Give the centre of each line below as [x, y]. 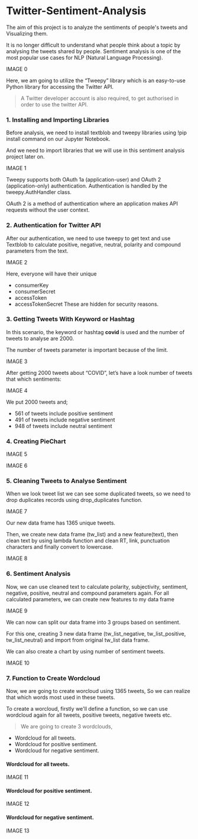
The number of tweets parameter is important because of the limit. [87, 349]
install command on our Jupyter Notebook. [58, 139]
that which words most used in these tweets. [61, 697]
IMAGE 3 [17, 361]
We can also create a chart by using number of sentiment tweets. [86, 651]
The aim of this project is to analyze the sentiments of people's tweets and [97, 27]
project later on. [25, 157]
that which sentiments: [34, 379]
